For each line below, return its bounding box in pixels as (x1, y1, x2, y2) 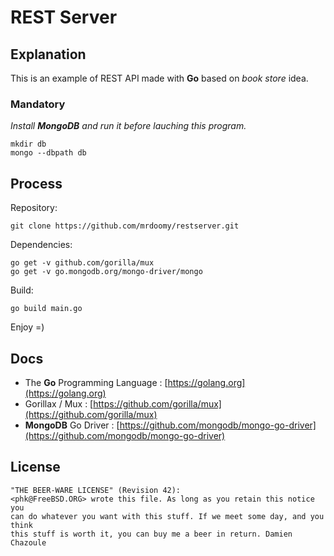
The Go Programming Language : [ (24, 376, 168, 388)
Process (10, 175, 63, 192)
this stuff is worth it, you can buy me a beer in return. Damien (10, 529, 293, 539)
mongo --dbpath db (10, 148, 87, 158)
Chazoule (10, 537, 47, 548)
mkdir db (10, 139, 47, 150)
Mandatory (10, 97, 66, 111)
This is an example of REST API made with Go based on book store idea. (10, 72, 309, 84)
